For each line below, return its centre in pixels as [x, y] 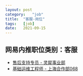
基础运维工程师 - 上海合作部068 [45, 69]
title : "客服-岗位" [25, 19]
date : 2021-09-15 [25, 28]
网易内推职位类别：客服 [41, 49]
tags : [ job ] [20, 24]
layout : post [19, 10]
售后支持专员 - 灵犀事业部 [39, 62]
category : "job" [24, 14]
